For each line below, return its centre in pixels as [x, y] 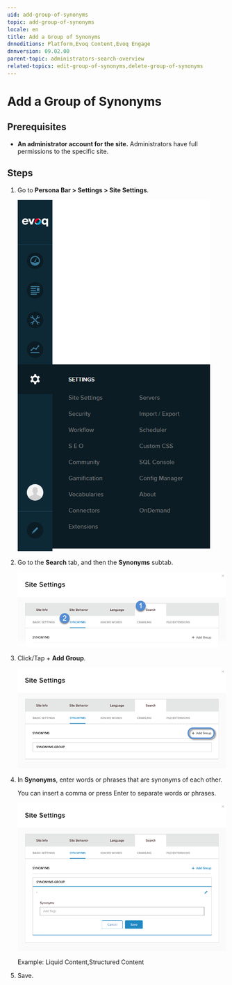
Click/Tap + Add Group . [51, 658]
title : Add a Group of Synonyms [54, 37]
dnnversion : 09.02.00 [39, 52]
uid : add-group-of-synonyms [48, 15]
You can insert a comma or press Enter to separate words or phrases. [117, 793]
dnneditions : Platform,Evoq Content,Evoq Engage [79, 44]
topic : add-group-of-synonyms [51, 22]
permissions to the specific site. [63, 151]
